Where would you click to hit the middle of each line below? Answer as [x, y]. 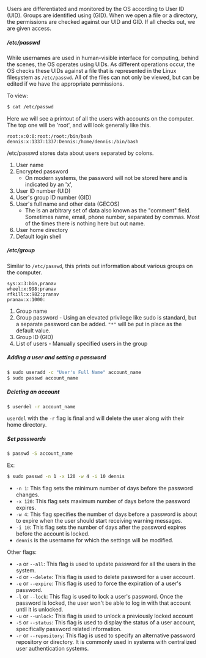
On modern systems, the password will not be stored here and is [106, 178]
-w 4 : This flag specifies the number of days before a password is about [106, 514]
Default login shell [39, 236]
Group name [31, 311]
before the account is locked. [53, 534]
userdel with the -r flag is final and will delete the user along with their [96, 418]
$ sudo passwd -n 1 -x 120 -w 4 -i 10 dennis [66, 477]
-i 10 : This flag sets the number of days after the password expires [101, 527]
